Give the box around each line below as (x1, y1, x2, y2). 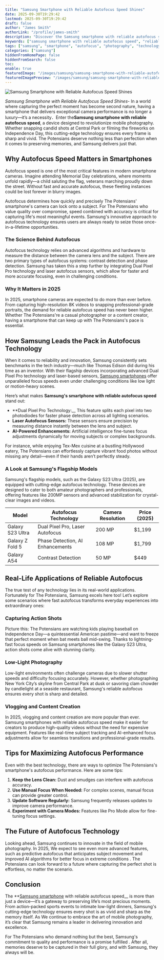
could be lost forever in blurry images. (5, 189, 82, 195)
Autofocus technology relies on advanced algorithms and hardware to (5, 247, 145, 253)
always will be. (5, 949, 35, 956)
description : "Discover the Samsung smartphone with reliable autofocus (5, 35, 156, 40)
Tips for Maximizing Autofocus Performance (5, 749, 144, 758)
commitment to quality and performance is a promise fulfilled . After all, (5, 939, 148, 945)
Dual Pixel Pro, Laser (37, 524, 85, 530)
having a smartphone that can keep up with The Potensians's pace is (5, 317, 144, 323)
